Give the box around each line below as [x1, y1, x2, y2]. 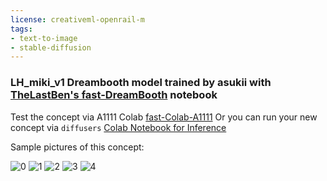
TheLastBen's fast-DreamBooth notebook [10, 88, 218, 102]
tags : [10, 24, 33, 34]
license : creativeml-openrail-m [10, 14, 145, 25]
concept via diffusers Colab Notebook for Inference [10, 121, 227, 133]
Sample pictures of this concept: [10, 141, 145, 153]
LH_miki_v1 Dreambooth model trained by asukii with [10, 76, 272, 90]
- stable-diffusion [10, 42, 92, 53]
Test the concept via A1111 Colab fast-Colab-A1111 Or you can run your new [10, 111, 318, 123]
